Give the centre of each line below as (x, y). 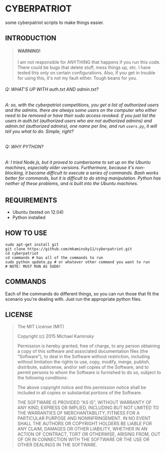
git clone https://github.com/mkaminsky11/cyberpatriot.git (69, 249)
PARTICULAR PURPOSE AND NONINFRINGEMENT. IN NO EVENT (84, 418)
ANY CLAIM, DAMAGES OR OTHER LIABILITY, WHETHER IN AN (82, 429)
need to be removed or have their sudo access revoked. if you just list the (81, 115)
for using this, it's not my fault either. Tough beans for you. (77, 78)
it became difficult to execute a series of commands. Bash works (92, 173)
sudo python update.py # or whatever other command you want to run (78, 262)
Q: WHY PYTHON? (24, 147)
